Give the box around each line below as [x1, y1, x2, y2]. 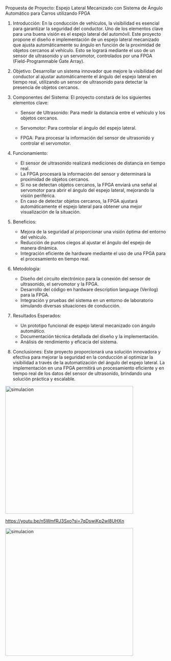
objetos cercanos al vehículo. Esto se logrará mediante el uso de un [12, 48, 155, 53]
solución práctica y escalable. [12, 376, 76, 382]
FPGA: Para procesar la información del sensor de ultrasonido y [20, 135, 155, 140]
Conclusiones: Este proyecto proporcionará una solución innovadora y [12, 349, 161, 355]
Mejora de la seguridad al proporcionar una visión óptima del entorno [20, 229, 166, 234]
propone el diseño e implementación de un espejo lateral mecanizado [12, 36, 159, 42]
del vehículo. [20, 234, 47, 240]
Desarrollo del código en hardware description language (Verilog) [20, 287, 158, 292]
